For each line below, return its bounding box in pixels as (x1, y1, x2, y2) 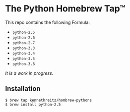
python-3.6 (12, 61, 35, 66)
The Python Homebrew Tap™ (5, 3, 126, 14)
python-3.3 (12, 46, 35, 51)
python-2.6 (12, 35, 35, 40)
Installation (5, 85, 41, 93)
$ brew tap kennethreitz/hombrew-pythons (5, 98, 92, 103)
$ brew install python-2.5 (5, 102, 61, 107)
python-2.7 (12, 40, 35, 45)
